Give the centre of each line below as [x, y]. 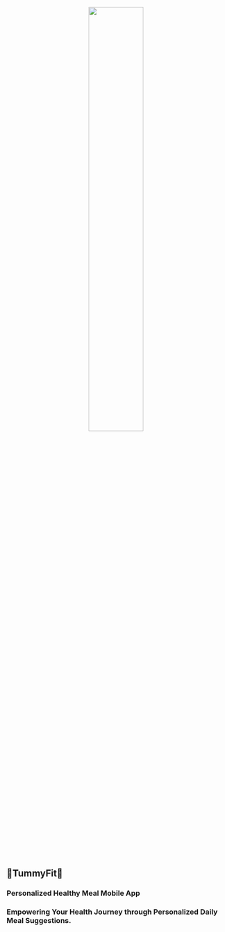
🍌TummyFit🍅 [35, 874]
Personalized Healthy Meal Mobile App [73, 893]
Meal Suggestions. [39, 921]
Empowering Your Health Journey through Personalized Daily [112, 912]
